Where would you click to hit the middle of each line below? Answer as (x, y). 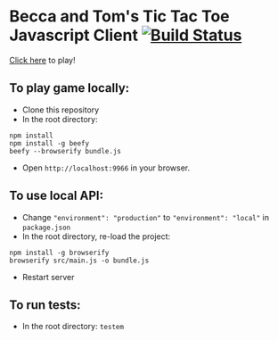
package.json (46, 228)
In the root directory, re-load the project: (96, 236)
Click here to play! (42, 60)
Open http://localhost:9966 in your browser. (106, 168)
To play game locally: (69, 88)
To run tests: (45, 305)
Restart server (48, 277)
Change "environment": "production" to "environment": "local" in (146, 217)
